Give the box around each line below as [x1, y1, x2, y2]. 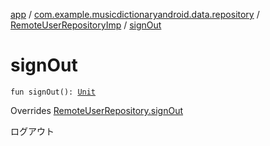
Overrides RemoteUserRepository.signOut [10, 104, 184, 116]
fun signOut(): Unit [10, 87, 97, 97]
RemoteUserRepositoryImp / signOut [10, 19, 162, 31]
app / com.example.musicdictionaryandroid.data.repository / [10, 9, 260, 20]
